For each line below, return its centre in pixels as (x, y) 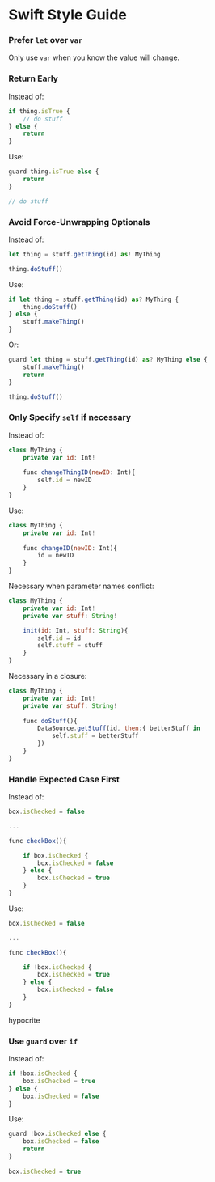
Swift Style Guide (68, 15)
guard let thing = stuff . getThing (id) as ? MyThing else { (108, 360)
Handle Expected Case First (64, 779)
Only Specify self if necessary (70, 417)
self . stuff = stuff (70, 646)
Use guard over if (43, 1041)
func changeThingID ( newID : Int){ (79, 472)
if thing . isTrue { (39, 111)
